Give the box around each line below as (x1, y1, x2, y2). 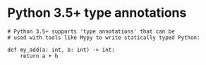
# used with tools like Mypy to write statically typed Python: (7, 34, 200, 41)
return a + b (20, 52, 59, 59)
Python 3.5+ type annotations (7, 5, 187, 21)
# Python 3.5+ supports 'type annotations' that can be (7, 28, 175, 35)
